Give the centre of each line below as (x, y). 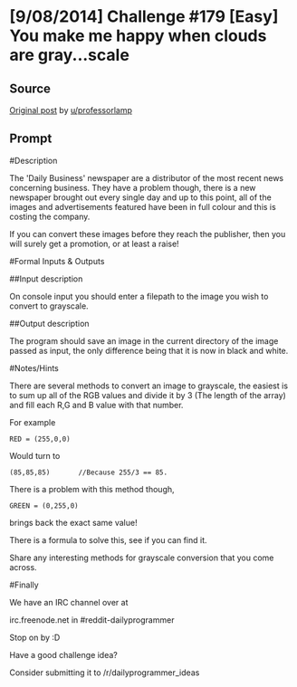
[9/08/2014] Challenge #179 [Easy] (144, 17)
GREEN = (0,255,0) (44, 506)
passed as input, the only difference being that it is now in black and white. (149, 350)
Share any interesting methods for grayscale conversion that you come (142, 558)
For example (33, 422)
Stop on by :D (35, 637)
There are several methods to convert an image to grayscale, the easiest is (148, 386)
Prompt (31, 139)
